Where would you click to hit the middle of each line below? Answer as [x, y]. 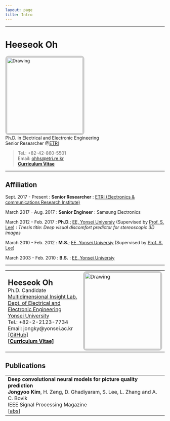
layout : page [19, 10]
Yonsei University [29, 315]
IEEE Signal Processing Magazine [48, 405]
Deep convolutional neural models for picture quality [73, 379]
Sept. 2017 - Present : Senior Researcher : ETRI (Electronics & [70, 197]
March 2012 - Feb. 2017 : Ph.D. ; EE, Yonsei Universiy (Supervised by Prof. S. [85, 222]
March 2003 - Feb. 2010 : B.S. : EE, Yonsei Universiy [60, 258]
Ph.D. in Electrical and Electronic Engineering [52, 138]
